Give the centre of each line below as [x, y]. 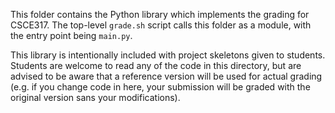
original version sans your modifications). [95, 97]
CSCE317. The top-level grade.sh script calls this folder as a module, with [161, 25]
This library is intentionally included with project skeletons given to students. [168, 55]
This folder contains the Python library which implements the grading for [160, 14]
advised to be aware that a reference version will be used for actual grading [166, 76]
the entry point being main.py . [71, 35]
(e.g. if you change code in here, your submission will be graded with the [160, 87]
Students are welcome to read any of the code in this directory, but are [156, 65]
